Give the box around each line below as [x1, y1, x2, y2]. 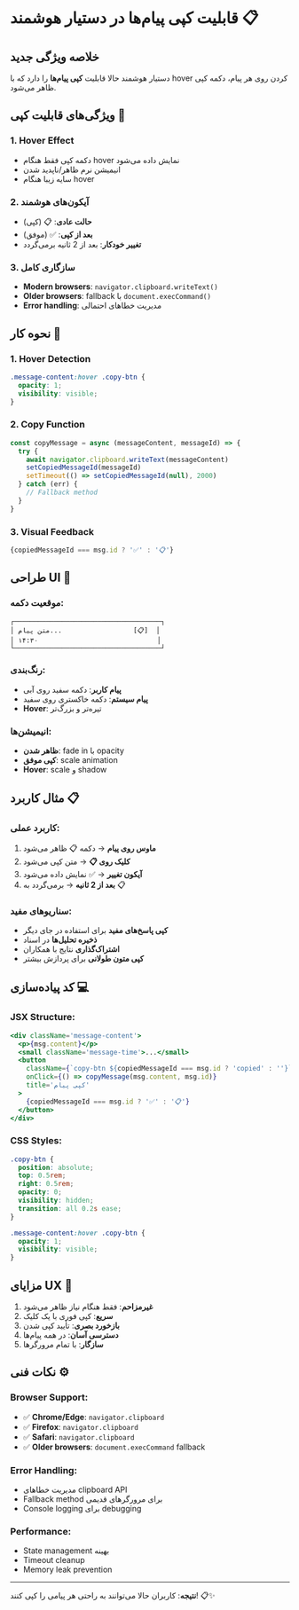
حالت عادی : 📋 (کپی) [22, 216, 92, 227]
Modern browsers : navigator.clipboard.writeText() [22, 281, 218, 292]
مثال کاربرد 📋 [10, 791, 80, 806]
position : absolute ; [18, 1163, 94, 1172]
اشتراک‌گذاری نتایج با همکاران [22, 944, 121, 954]
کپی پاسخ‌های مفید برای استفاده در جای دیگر [22, 925, 169, 936]
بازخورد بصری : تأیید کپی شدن [22, 1320, 121, 1331]
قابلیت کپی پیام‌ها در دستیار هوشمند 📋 [10, 8, 259, 28]
